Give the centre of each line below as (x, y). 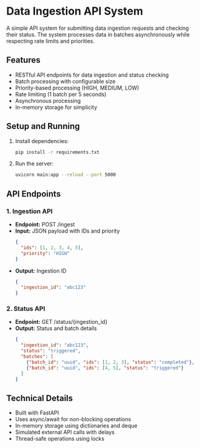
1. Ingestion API (29, 211)
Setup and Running (43, 126)
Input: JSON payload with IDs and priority (67, 231)
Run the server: (34, 164)
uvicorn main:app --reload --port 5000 (65, 175)
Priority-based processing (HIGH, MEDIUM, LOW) (77, 88)
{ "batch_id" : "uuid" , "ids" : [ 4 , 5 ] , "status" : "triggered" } (105, 368)
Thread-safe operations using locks (60, 439)
